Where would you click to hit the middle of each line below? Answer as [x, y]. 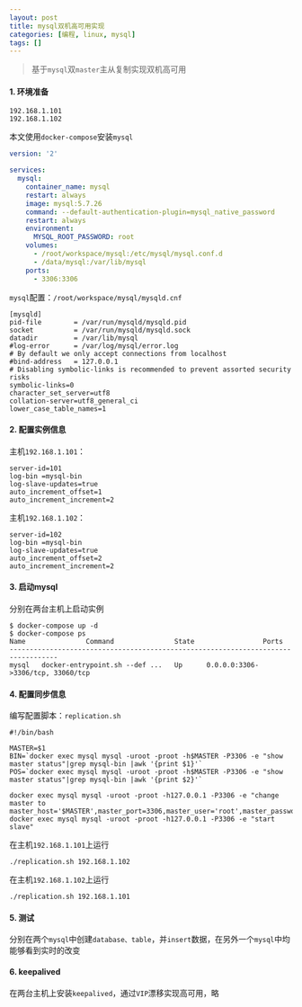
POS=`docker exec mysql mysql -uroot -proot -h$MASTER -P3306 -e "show [146, 772]
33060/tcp [72, 673]
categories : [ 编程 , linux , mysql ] [73, 34]
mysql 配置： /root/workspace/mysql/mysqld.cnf [96, 297]
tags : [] [26, 43]
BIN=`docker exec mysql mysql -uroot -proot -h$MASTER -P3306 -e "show [146, 756]
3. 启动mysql [34, 587]
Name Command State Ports [146, 641]
